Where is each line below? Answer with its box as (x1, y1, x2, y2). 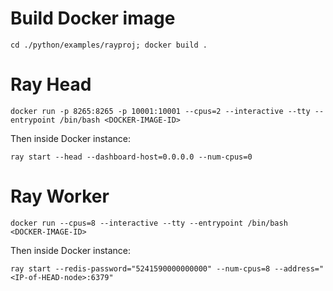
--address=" (274, 263, 325, 274)
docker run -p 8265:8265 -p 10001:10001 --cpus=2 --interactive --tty (10, 106, 311, 116)
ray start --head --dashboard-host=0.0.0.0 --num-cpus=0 (10, 152, 253, 162)
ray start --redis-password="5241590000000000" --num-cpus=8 (10, 263, 271, 274)
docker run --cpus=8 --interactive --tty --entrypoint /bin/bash (10, 218, 288, 228)
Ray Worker (10, 185, 110, 208)
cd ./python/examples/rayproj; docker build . (10, 40, 208, 50)
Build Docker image (10, 7, 176, 30)
